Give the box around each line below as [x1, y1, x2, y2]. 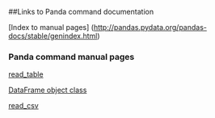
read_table [8, 70, 44, 79]
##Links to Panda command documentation [8, 7, 154, 16]
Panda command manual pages [8, 51, 135, 62]
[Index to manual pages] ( [8, 23, 95, 32]
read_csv [8, 101, 39, 111]
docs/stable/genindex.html [8, 32, 98, 40]
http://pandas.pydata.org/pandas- [93, 23, 208, 32]
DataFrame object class [8, 85, 87, 95]
